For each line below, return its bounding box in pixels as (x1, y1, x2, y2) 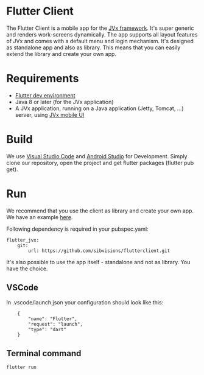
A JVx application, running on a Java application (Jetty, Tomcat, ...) (15, 105, 184, 112)
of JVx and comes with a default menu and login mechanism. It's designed (6, 37, 194, 44)
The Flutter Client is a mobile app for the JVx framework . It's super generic (6, 24, 194, 32)
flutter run (6, 364, 37, 371)
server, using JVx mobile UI (15, 111, 85, 118)
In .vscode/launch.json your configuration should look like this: (6, 298, 164, 306)
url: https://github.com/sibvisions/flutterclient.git (28, 248, 171, 254)
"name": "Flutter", (28, 315, 78, 322)
